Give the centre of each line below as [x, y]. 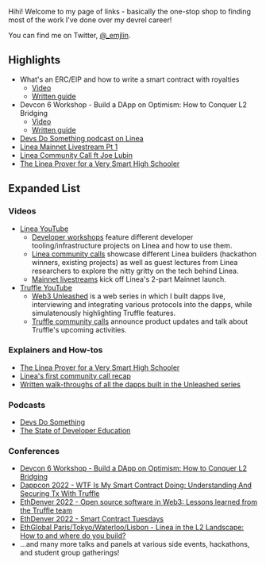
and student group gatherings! [69, 553]
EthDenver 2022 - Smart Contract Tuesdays [92, 519]
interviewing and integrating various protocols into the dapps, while [142, 304]
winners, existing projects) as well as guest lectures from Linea [135, 262]
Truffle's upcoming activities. [79, 329]
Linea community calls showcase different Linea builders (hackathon [144, 254]
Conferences [34, 452]
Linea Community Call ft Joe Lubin [76, 155]
